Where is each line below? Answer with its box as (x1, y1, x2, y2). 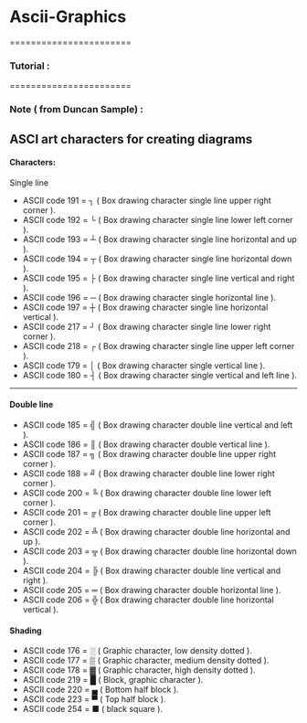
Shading (9, 624, 43, 636)
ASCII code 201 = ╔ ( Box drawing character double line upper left (22, 506, 271, 517)
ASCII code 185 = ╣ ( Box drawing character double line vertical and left (22, 419, 293, 431)
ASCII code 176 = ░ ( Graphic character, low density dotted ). (22, 645, 253, 656)
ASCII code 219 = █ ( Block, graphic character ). (22, 675, 204, 686)
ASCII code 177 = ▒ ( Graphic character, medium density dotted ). (22, 655, 270, 666)
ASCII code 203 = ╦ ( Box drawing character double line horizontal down (22, 546, 297, 557)
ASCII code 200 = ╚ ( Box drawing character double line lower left (22, 487, 272, 498)
